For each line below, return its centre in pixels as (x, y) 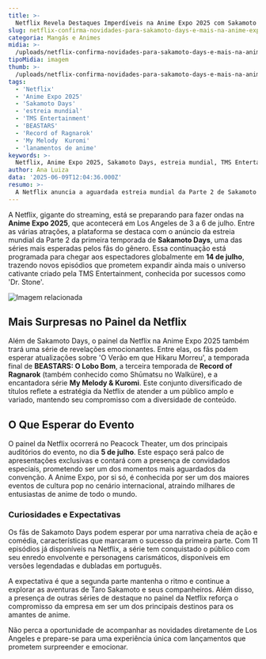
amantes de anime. (39, 615)
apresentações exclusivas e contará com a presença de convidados (119, 460)
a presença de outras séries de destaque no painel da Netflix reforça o (123, 597)
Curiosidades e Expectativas (65, 515)
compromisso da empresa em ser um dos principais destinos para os (121, 606)
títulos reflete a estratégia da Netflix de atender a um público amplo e (121, 392)
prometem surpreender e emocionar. (68, 646)
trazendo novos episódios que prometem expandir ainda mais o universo (127, 265)
